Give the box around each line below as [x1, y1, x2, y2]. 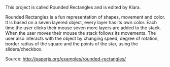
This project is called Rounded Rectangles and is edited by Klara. [5, 5, 141, 10]
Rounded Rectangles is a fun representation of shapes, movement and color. [5, 14, 166, 20]
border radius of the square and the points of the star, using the [5, 41, 138, 47]
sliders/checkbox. [5, 46, 43, 52]
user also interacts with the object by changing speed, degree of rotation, [5, 35, 159, 41]
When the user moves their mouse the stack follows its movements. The [5, 30, 156, 36]
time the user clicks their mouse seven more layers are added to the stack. [5, 25, 161, 31]
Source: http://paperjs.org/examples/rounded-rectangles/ [5, 56, 126, 62]
